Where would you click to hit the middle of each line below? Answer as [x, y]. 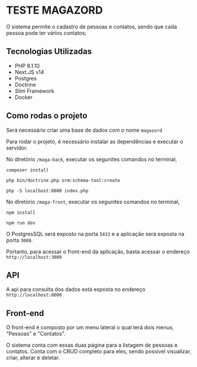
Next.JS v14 [29, 72]
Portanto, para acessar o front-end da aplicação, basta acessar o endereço [98, 251]
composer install [28, 170]
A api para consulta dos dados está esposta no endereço [76, 290]
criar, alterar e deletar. [33, 358]
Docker [24, 97]
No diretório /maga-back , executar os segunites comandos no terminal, [92, 159]
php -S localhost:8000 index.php [47, 191]
